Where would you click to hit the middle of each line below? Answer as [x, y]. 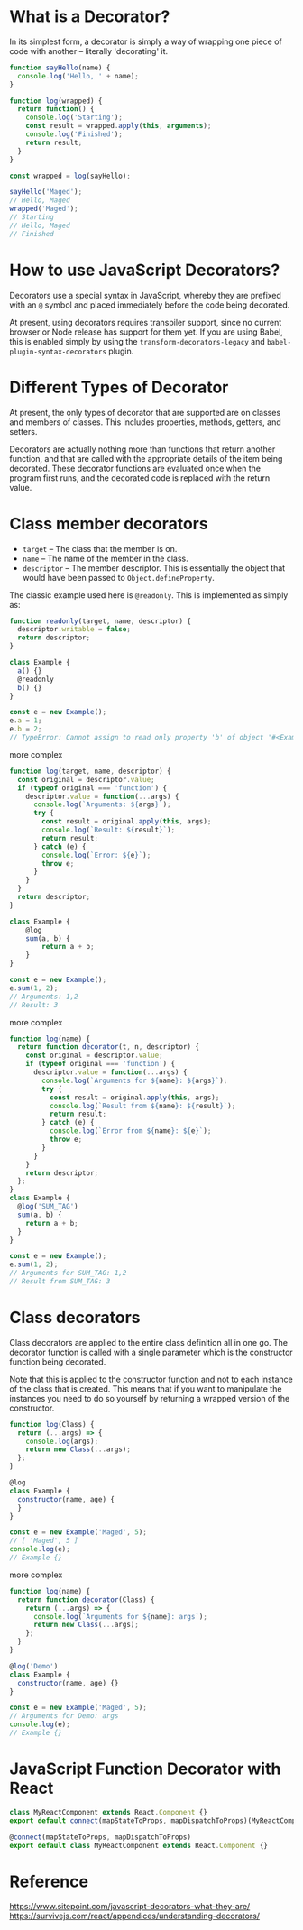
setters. [23, 431]
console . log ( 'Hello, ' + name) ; [78, 76]
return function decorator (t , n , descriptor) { [109, 1047]
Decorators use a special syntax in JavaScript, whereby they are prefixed [146, 295]
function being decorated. [58, 1361]
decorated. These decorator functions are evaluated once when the [135, 468]
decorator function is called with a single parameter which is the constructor [151, 1352]
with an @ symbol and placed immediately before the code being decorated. [150, 305]
